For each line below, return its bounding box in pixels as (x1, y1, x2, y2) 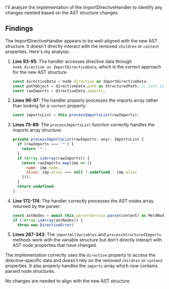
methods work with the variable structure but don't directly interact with (12, 237, 162, 243)
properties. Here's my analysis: (5, 48, 70, 55)
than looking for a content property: (12, 103, 87, 109)
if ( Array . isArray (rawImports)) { (17, 155, 90, 161)
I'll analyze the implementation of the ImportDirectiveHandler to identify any (5, 5, 162, 10)
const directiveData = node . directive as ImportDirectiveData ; (12, 78, 149, 84)
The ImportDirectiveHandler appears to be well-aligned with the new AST (5, 37, 158, 44)
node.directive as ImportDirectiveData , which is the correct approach (12, 63, 161, 70)
